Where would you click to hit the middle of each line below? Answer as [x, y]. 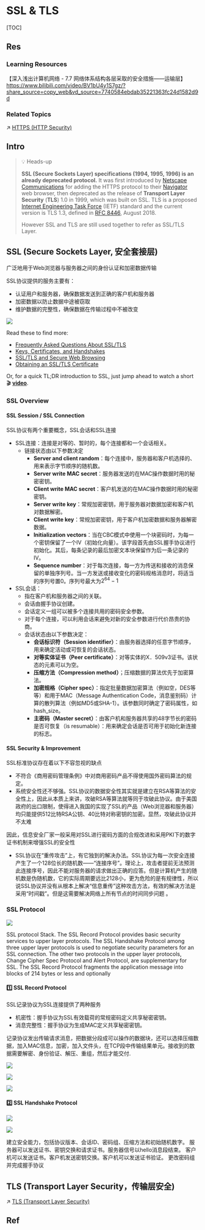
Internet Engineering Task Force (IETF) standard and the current [102, 206]
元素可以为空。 [63, 665]
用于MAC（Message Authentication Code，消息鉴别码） [120, 696]
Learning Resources [37, 64]
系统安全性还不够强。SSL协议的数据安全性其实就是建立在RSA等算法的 [103, 791]
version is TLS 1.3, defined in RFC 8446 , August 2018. [89, 212]
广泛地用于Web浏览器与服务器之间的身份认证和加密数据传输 [81, 267]
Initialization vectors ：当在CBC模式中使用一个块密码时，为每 [111, 535]
